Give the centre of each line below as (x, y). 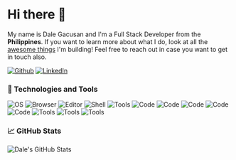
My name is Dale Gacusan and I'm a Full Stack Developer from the (104, 34)
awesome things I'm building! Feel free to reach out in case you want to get (118, 49)
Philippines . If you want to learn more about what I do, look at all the (108, 41)
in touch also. (27, 57)
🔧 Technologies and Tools (53, 89)
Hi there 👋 (37, 15)
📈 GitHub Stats (34, 131)
